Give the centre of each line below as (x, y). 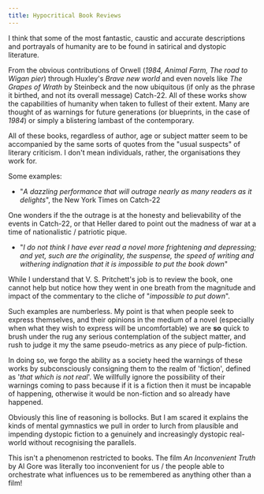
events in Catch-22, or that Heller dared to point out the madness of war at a (132, 223)
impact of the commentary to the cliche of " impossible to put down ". (119, 296)
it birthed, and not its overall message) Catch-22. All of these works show (127, 95)
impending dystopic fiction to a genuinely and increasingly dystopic (118, 434)
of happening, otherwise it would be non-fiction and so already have (119, 393)
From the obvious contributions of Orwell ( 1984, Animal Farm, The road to (128, 70)
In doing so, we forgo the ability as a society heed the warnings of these (125, 360)
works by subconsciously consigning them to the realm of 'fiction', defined (129, 369)
